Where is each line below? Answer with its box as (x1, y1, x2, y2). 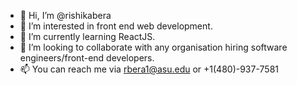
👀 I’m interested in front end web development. (19, 20, 213, 32)
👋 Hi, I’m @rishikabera (19, 10, 112, 21)
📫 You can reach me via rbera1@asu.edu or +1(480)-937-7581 (19, 63, 279, 75)
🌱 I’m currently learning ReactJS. (19, 31, 156, 42)
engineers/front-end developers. (19, 52, 155, 64)
